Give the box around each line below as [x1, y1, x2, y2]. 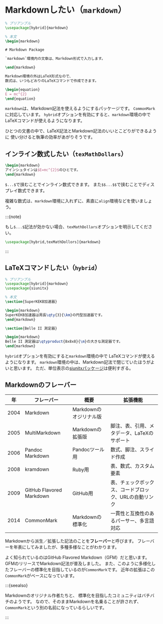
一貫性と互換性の [110, 510, 149, 516]
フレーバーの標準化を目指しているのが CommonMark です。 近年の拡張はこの [9, 567, 155, 572]
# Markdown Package [5, 47, 45, 53]
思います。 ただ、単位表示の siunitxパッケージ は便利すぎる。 [13, 366, 133, 371]
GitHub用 [72, 490, 94, 496]
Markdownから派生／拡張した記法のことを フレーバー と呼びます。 [5, 538, 137, 544]
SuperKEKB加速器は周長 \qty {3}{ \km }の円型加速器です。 [5, 312, 105, 317]
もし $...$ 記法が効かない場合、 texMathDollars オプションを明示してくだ [5, 223, 148, 229]
